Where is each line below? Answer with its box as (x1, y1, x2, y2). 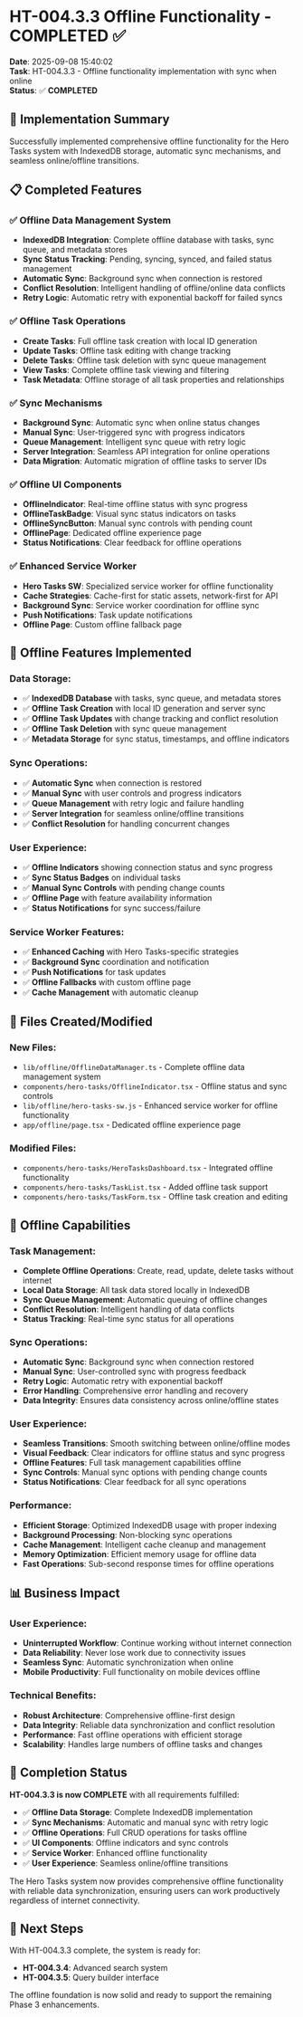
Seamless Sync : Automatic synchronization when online (22, 1657, 233, 1668)
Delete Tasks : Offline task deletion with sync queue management (22, 355, 267, 366)
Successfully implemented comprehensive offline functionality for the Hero (9, 136, 289, 147)
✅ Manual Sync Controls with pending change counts (22, 882, 225, 893)
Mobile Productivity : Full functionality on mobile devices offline (22, 1667, 260, 1678)
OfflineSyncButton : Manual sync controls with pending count (22, 518, 253, 529)
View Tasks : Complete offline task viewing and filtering (22, 364, 229, 375)
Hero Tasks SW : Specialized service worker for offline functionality (22, 580, 274, 591)
